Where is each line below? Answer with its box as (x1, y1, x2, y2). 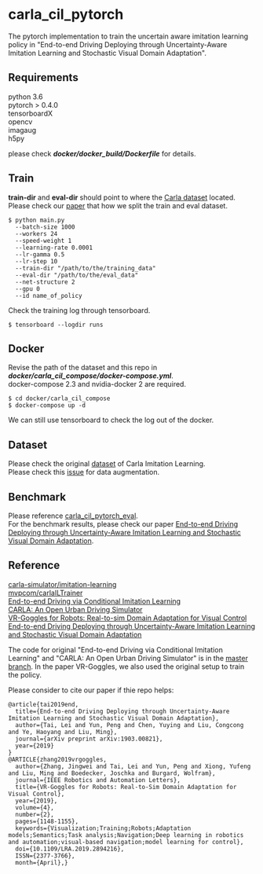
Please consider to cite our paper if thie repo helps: (8, 685, 174, 695)
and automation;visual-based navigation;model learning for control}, (8, 838, 244, 846)
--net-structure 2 (15, 277, 76, 286)
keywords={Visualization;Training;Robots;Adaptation (15, 824, 192, 832)
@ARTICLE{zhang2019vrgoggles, (8, 755, 108, 763)
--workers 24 (15, 230, 58, 237)
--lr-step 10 (15, 257, 58, 265)
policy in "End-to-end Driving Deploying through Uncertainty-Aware (8, 39, 228, 49)
